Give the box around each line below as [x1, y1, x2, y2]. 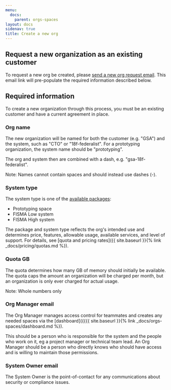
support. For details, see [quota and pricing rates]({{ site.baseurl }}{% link [5, 237, 161, 243]
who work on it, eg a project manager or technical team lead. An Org [5, 338, 150, 345]
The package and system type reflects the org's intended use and [5, 226, 145, 233]
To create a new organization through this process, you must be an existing [5, 105, 164, 111]
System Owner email [5, 362, 58, 369]
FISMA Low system [12, 211, 54, 217]
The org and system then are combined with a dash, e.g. [5, 156, 124, 162]
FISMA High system [12, 217, 55, 223]
